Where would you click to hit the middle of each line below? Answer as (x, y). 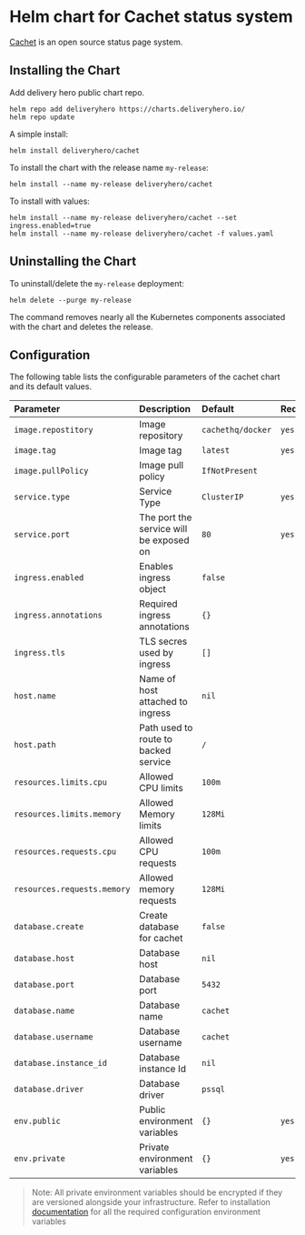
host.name (35, 696)
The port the (166, 517)
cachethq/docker (236, 430)
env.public (37, 1121)
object (152, 589)
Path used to (166, 728)
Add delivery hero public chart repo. (77, 92)
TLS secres (163, 641)
